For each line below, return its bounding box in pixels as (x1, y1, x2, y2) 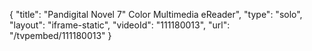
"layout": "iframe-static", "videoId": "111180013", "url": (9, 19, 231, 31)
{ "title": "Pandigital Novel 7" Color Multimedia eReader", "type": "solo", (9, 9, 303, 20)
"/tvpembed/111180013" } (9, 30, 112, 41)
